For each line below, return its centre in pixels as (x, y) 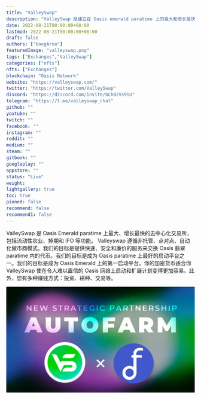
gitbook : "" (21, 158)
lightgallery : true (31, 189)
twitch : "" (20, 120)
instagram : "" (24, 133)
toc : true (19, 196)
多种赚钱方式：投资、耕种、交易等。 (71, 278)
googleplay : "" (25, 164)
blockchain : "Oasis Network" (42, 76)
